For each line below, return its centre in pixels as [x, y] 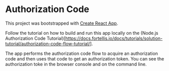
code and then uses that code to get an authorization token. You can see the [85, 58]
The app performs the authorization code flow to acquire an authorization [81, 53]
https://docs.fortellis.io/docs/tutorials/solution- [114, 38]
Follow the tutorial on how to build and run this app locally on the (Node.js [82, 33]
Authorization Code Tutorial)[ [35, 38]
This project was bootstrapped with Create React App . [62, 23]
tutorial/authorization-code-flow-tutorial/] [48, 43]
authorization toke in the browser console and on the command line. [76, 64]
